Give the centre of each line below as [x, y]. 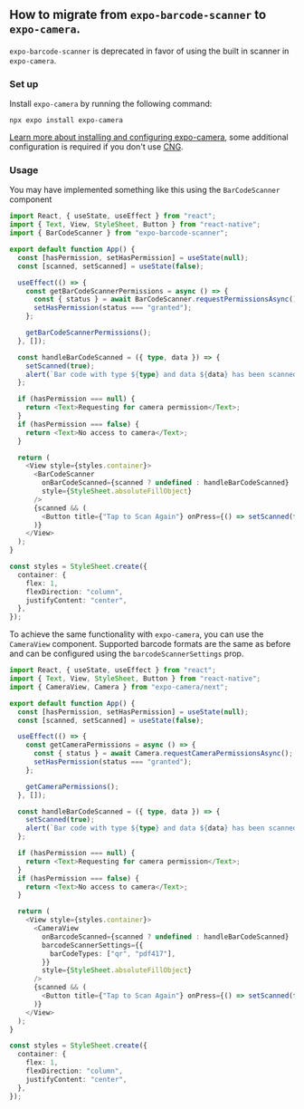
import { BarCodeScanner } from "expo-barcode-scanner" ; [119, 233]
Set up [24, 83]
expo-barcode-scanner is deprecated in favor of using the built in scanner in [149, 51]
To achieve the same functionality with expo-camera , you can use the [137, 634]
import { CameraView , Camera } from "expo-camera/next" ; [119, 687]
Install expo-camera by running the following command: [111, 104]
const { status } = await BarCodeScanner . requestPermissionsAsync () [165, 299]
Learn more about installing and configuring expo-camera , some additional [149, 137]
